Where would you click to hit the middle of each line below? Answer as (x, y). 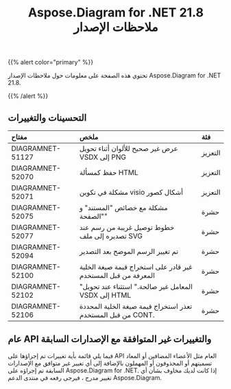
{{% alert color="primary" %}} (51, 62)
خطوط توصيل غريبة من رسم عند (127, 227)
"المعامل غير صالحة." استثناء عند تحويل (136, 286)
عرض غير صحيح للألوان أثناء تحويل (129, 149)
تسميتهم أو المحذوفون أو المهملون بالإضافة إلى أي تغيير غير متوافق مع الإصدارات (110, 363)
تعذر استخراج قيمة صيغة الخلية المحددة (136, 306)
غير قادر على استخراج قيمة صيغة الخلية (136, 267)
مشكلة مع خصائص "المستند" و (124, 208)
